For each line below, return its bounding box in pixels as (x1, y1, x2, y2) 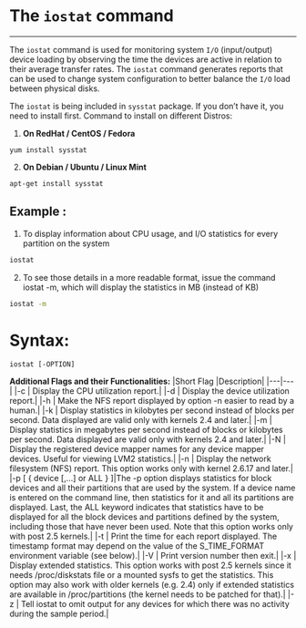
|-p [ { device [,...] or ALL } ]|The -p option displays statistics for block (9, 473, 272, 484)
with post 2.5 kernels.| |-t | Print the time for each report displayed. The (9, 530, 278, 542)
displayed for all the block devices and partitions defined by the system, (9, 511, 280, 522)
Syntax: (9, 330, 70, 351)
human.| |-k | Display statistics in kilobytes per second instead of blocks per (9, 405, 295, 416)
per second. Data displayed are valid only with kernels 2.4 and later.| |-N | (9, 434, 287, 445)
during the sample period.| (9, 608, 109, 620)
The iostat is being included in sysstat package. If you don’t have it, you (9, 100, 284, 111)
